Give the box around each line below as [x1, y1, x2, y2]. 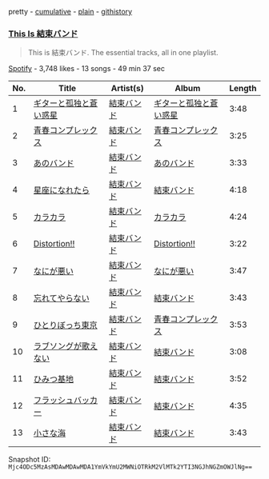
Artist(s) [110, 83, 144, 94]
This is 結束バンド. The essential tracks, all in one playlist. [27, 48, 219, 58]
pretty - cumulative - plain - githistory [8, 7, 133, 16]
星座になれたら [33, 185, 90, 196]
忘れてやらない [33, 293, 90, 304]
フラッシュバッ [33, 395, 90, 406]
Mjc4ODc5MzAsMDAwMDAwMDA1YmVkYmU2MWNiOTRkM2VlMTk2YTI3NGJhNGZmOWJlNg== [8, 463, 252, 471]
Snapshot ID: [8, 455, 51, 465]
